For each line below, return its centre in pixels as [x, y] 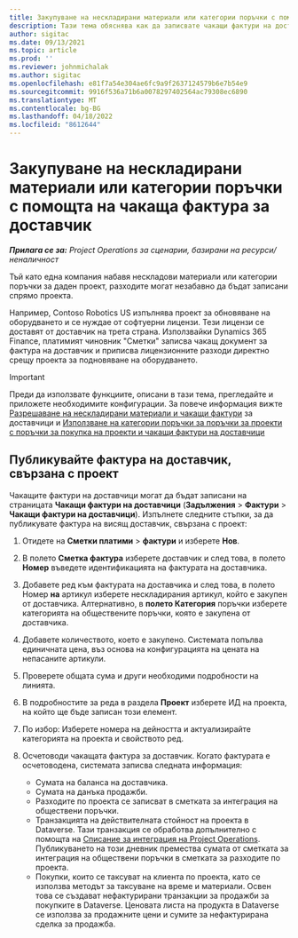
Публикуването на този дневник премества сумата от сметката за [162, 848]
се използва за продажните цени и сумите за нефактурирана [152, 914]
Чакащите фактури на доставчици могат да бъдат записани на [128, 495]
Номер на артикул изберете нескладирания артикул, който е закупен [155, 594]
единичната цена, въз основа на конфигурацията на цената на [141, 648]
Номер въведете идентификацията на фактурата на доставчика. [145, 567]
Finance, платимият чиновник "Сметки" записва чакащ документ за [138, 341]
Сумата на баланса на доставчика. [102, 782]
